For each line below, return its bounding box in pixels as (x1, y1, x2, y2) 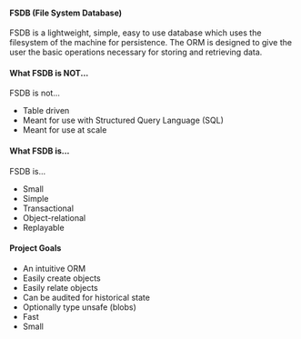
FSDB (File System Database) (9, 7, 123, 18)
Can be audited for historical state (22, 292, 150, 303)
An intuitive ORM (22, 263, 86, 274)
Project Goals (9, 243, 62, 254)
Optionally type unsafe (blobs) (22, 301, 136, 313)
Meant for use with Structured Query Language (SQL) (22, 115, 225, 126)
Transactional (22, 203, 75, 214)
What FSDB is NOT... (9, 67, 89, 78)
